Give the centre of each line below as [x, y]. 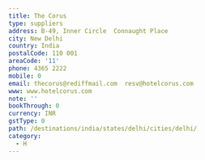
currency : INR [32, 114]
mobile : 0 [25, 76]
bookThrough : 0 [34, 106]
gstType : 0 [27, 121]
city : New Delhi [36, 38]
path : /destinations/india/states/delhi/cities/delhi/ [103, 128]
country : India [34, 46]
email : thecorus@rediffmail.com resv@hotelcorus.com [101, 83]
